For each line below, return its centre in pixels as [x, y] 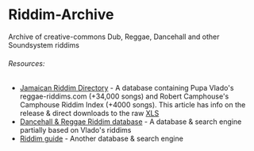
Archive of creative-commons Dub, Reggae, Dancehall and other [114, 37]
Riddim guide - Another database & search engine [102, 139]
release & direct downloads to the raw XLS [89, 114]
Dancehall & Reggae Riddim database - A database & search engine [131, 122]
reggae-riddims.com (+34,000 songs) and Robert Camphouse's [124, 96]
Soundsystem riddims [44, 45]
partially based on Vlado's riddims [75, 130]
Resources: [27, 63]
